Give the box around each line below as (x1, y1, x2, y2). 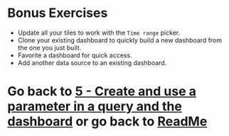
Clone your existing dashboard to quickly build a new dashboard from (17, 35, 223, 44)
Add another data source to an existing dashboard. (17, 58, 167, 67)
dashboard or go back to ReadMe (7, 113, 208, 130)
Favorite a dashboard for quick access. (17, 51, 133, 59)
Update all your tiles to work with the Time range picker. (17, 28, 181, 37)
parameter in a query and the (7, 98, 183, 115)
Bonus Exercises (7, 5, 108, 21)
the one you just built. (17, 43, 82, 52)
